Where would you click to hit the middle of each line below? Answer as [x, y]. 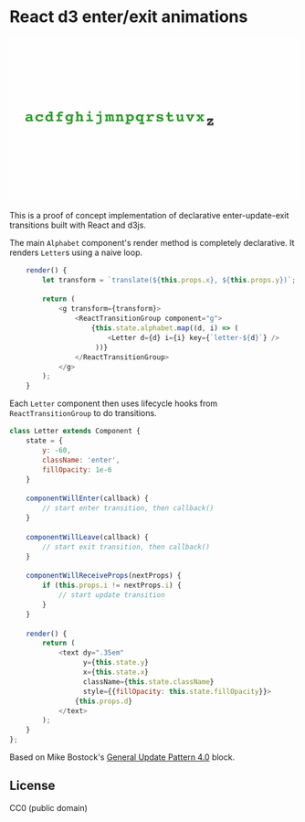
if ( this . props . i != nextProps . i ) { [112, 586]
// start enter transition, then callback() [128, 508]
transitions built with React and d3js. [78, 225]
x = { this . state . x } [116, 673]
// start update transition [112, 595]
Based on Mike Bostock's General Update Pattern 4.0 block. [122, 757]
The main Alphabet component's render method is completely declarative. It [152, 242]
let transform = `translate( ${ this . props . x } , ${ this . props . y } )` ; [169, 280]
